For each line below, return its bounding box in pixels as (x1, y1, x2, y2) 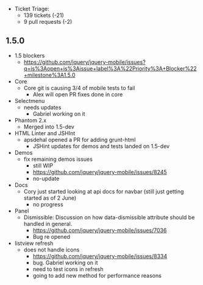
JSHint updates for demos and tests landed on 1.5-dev (32, 142, 170, 150)
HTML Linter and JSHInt (14, 129, 76, 136)
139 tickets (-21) (23, 12, 65, 19)
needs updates (23, 104, 62, 111)
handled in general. (23, 220, 73, 227)
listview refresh (14, 239, 54, 247)
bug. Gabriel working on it (32, 259, 98, 266)
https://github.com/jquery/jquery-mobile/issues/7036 (32, 227, 167, 234)
